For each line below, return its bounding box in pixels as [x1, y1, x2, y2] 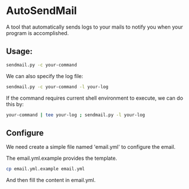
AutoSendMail [6, 4, 77, 17]
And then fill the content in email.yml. [6, 177, 96, 184]
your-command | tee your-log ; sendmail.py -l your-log [6, 112, 145, 118]
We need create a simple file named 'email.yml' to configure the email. [6, 143, 176, 150]
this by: [6, 100, 24, 107]
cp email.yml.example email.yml [6, 166, 85, 172]
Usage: [6, 47, 33, 57]
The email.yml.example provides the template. [6, 155, 118, 162]
